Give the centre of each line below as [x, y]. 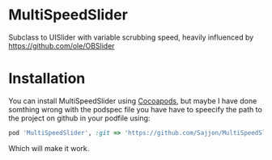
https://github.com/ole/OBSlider [62, 45]
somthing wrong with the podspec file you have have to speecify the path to [136, 109]
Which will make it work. [49, 148]
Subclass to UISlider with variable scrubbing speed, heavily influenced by [131, 37]
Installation [47, 79]
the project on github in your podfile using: [79, 118]
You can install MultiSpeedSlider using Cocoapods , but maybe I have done [133, 101]
